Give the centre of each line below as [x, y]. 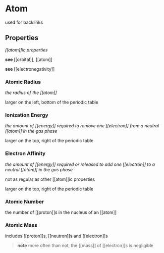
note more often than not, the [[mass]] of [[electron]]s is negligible [85, 246]
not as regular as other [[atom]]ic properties [50, 179]
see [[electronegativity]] [30, 69]
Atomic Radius [23, 82]
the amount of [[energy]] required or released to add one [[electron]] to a [80, 164]
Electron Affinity [25, 153]
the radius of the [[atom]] [31, 93]
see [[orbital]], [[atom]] [29, 59]
